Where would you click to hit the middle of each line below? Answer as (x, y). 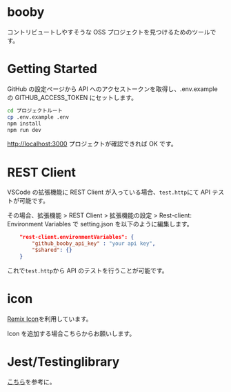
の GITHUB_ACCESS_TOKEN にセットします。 (72, 97)
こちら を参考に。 (31, 382)
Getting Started (52, 69)
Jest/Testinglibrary (63, 361)
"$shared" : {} (52, 250)
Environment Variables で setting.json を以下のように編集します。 (100, 224)
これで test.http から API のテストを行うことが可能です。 (88, 271)
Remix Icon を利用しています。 (50, 319)
